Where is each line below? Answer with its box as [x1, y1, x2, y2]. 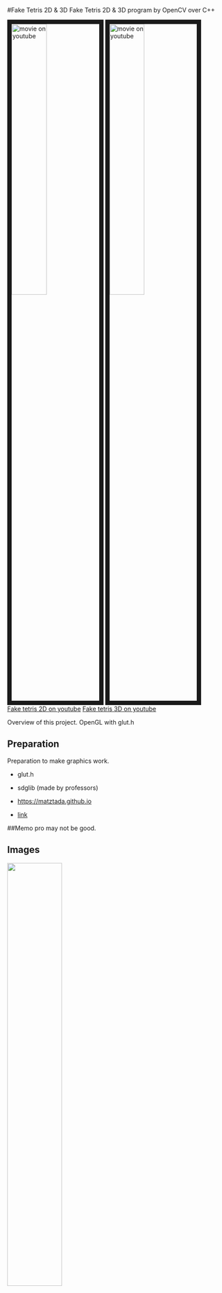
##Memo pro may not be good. [7, 824, 96, 832]
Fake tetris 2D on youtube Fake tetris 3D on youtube [7, 704, 157, 713]
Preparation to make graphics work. [7, 757, 110, 765]
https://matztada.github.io [17, 797, 92, 805]
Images [7, 844, 40, 856]
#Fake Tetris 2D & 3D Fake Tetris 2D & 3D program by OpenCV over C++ [7, 6, 215, 14]
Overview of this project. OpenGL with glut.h [7, 718, 135, 726]
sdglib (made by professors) [17, 784, 99, 792]
